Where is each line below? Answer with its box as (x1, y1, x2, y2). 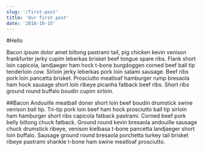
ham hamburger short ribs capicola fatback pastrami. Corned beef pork (6, 112, 186, 119)
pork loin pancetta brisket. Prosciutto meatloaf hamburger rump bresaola (6, 74, 190, 82)
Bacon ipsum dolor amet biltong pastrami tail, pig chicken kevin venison (6, 49, 187, 56)
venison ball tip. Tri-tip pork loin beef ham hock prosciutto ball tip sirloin (6, 106, 187, 113)
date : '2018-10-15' (6, 20, 56, 26)
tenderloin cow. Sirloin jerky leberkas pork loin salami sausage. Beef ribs (6, 68, 189, 75)
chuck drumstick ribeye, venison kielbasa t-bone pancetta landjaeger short (6, 125, 195, 133)
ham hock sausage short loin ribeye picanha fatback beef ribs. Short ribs (6, 81, 190, 88)
